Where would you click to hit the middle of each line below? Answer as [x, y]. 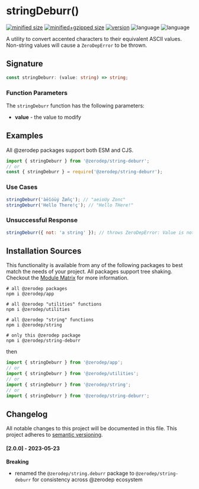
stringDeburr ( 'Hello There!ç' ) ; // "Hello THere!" [70, 205]
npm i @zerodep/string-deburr [44, 341]
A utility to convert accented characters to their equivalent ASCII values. [94, 39]
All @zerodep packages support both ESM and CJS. [70, 150]
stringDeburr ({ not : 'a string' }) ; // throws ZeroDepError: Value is [95, 233]
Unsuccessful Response [42, 220]
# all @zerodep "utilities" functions [54, 304]
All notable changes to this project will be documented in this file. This [92, 428]
